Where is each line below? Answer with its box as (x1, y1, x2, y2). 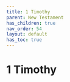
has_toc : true (6, 37, 43, 43)
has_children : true (6, 20, 56, 26)
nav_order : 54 (6, 25, 43, 32)
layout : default (6, 31, 47, 37)
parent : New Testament (6, 14, 64, 20)
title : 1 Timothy (6, 8, 51, 15)
